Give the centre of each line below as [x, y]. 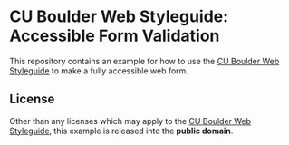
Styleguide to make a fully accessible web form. [99, 71]
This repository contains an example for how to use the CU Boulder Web [144, 61]
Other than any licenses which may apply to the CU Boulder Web [130, 121]
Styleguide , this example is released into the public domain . [121, 130]
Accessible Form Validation [115, 36]
